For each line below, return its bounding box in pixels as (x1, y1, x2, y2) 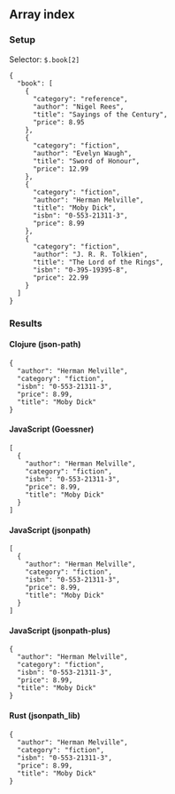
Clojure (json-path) (9, 339, 81, 350)
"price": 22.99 (32, 273, 89, 282)
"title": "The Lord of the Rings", (32, 258, 164, 266)
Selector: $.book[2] (9, 53, 80, 65)
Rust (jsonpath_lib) (9, 711, 81, 721)
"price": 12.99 (32, 164, 89, 173)
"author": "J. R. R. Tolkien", (32, 250, 148, 258)
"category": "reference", (32, 94, 128, 103)
